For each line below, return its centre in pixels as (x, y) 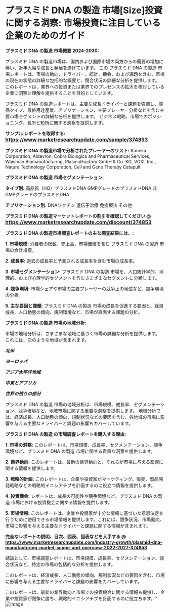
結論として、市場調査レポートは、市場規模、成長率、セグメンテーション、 (82, 558)
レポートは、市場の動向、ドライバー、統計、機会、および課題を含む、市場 (87, 74)
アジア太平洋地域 (23, 372)
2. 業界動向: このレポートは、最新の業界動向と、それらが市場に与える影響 (82, 462)
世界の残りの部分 (23, 394)
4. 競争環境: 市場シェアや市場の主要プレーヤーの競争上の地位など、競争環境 (84, 288)
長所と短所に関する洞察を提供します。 (67, 122)
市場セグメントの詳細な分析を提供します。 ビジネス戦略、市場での (79, 116)
